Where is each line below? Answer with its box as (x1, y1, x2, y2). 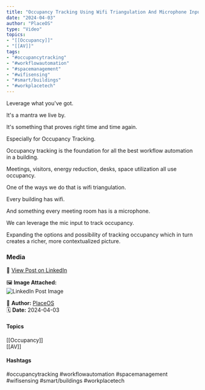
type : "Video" (6, 26, 43, 32)
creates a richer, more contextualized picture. (6, 238, 121, 245)
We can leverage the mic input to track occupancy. (6, 219, 134, 226)
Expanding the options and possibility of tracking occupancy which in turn (6, 231, 193, 238)
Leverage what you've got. (6, 100, 74, 107)
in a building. (6, 153, 38, 161)
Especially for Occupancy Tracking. (6, 135, 96, 142)
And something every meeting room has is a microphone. (6, 207, 151, 215)
